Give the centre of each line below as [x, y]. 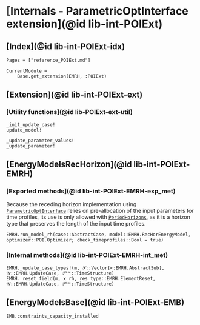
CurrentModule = [27, 71]
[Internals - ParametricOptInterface [98, 11]
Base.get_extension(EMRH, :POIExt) [62, 76]
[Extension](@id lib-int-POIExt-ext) [75, 95]
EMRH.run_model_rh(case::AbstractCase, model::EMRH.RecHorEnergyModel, [98, 235]
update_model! [24, 130]
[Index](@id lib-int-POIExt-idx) [66, 46]
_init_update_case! [31, 125]
